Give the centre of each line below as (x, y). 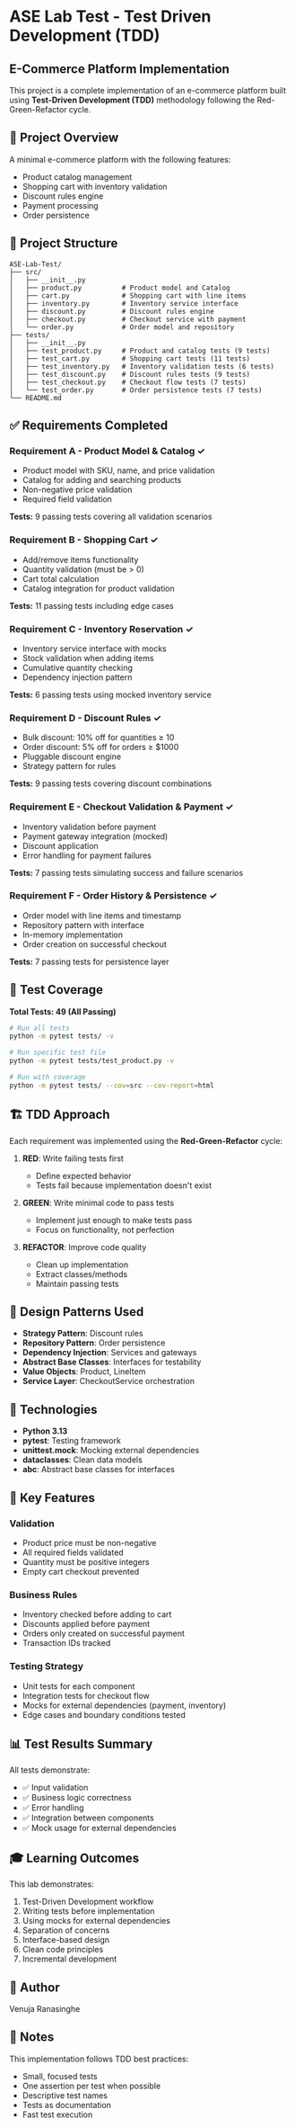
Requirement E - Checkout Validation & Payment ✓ (121, 807)
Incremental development (69, 1959)
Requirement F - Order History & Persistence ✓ (113, 896)
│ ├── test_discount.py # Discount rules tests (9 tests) (130, 374)
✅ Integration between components (88, 1818)
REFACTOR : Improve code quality (84, 1247)
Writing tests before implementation (88, 1911)
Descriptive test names (65, 2095)
